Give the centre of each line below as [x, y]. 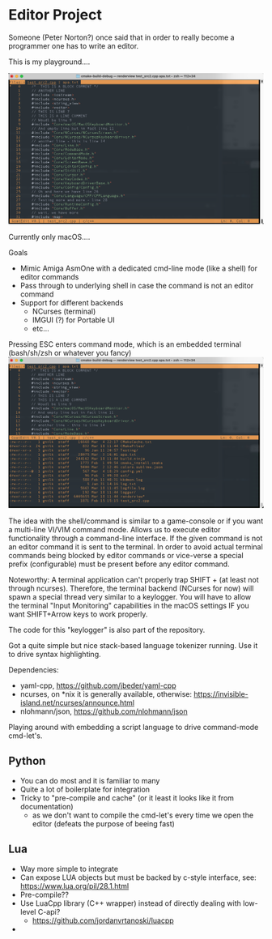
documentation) [47, 806]
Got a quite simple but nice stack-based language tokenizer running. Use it [133, 645]
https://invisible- [221, 694]
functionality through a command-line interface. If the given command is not [136, 538]
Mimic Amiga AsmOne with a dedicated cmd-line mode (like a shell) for [138, 268]
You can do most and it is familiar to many [90, 780]
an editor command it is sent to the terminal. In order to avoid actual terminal [136, 546]
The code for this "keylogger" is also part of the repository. [107, 630]
